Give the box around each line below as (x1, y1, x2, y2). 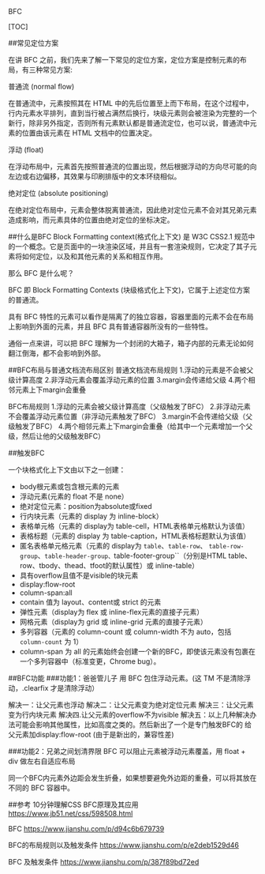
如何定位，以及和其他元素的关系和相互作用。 (21, 252, 167, 261)
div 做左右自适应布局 (8, 756, 76, 766)
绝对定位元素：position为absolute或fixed (19, 502, 152, 510)
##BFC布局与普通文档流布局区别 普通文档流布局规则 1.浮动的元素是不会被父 (8, 365, 254, 375)
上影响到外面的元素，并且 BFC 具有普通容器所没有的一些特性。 (8, 322, 213, 331)
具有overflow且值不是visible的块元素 (19, 571, 139, 580)
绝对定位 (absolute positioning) (8, 189, 109, 198)
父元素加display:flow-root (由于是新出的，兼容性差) (8, 730, 175, 739)
